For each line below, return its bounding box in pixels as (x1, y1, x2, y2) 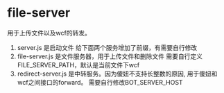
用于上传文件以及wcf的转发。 (7, 28, 92, 37)
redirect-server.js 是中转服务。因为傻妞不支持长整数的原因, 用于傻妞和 (17, 69, 218, 78)
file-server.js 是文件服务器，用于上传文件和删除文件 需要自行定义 (17, 52, 203, 60)
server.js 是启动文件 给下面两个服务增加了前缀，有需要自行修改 (17, 43, 198, 51)
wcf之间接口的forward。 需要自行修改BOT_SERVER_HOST (17, 78, 183, 86)
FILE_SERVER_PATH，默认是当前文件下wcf (17, 60, 140, 69)
